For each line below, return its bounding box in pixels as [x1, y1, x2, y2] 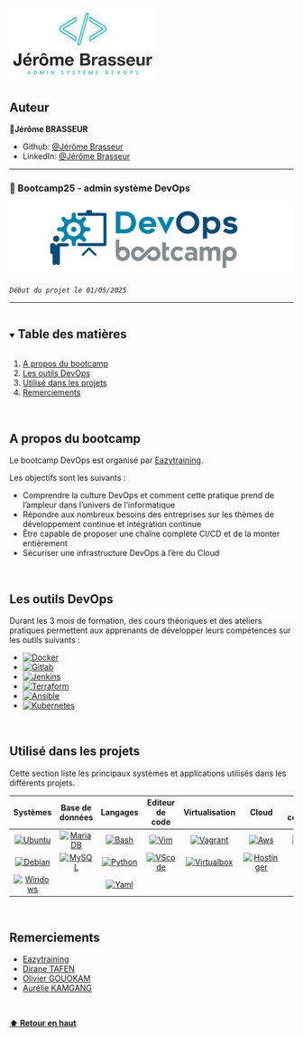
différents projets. [9, 777, 76, 788]
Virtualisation [183, 807, 236, 818]
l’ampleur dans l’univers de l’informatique [22, 500, 176, 511]
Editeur [147, 797, 176, 808]
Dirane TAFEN [22, 964, 75, 975]
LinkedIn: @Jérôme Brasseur [22, 151, 131, 161]
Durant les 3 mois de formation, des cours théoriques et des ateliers [9, 616, 262, 627]
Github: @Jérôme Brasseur [22, 141, 124, 152]
